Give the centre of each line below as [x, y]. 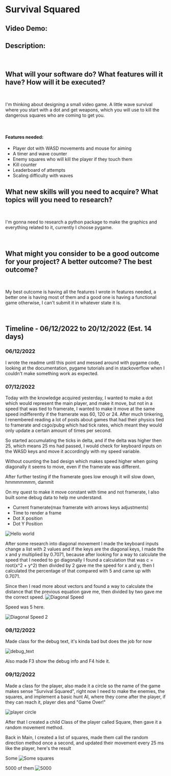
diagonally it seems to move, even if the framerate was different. [73, 467]
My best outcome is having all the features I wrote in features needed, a [81, 292]
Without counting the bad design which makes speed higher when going [82, 461]
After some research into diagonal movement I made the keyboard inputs [82, 544]
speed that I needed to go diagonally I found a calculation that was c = [79, 560]
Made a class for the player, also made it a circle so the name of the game [83, 686]
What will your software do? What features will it [84, 74]
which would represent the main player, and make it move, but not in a [79, 403]
